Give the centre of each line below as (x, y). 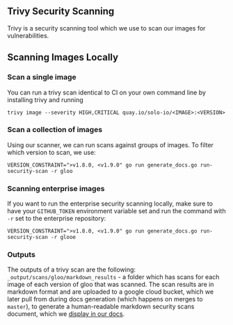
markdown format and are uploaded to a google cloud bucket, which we (111, 292)
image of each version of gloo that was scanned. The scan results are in (111, 285)
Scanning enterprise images (56, 188)
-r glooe (64, 237)
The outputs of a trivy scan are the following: (72, 269)
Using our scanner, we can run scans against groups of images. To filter (111, 144)
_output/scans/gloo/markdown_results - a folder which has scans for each (113, 277)
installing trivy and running (45, 99)
